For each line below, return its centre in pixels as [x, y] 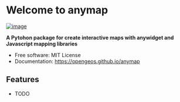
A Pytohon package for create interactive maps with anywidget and [90, 37]
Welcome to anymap [57, 10]
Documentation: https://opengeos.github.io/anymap [77, 61]
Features [23, 80]
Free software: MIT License [47, 55]
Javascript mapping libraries [42, 44]
